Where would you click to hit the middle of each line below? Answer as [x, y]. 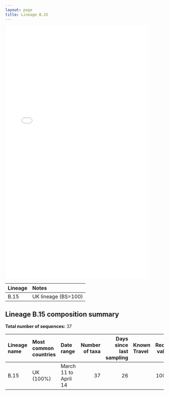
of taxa [92, 352]
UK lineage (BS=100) [57, 296]
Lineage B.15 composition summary [62, 314]
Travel [141, 352]
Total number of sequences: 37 [38, 326]
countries [44, 355]
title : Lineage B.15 [27, 15]
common [43, 348]
